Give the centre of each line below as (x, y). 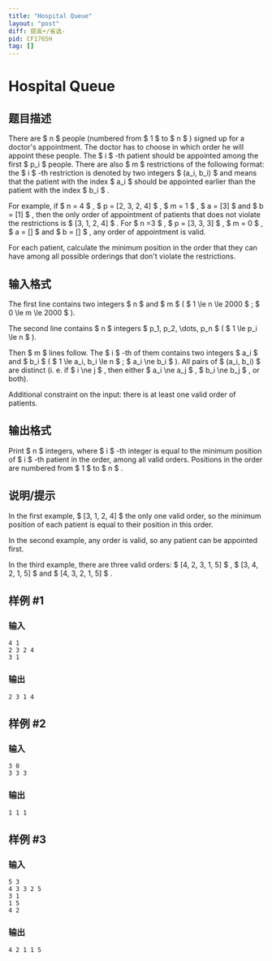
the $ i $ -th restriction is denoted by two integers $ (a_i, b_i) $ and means (133, 173)
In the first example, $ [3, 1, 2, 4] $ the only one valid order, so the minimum (135, 515)
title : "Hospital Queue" (50, 16)
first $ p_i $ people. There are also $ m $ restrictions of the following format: (136, 164)
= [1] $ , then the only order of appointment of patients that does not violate (135, 215)
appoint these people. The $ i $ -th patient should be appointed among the (134, 156)
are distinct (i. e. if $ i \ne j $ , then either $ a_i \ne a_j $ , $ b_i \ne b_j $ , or (134, 370)
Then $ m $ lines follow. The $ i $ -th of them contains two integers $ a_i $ (133, 352)
